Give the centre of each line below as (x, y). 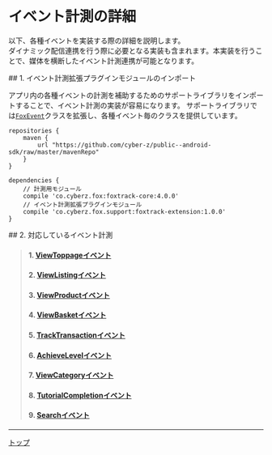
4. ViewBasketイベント (67, 315)
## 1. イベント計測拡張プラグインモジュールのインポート (102, 78)
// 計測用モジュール (53, 189)
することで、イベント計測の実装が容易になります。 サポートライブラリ (133, 105)
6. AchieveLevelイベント (70, 355)
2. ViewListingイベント (67, 275)
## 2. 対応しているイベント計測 (61, 235)
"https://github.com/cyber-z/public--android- (132, 145)
